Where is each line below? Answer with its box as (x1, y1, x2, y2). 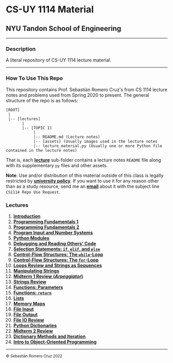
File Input (13, 306, 34, 312)
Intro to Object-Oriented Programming (13, 338, 97, 345)
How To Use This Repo (6, 75, 63, 82)
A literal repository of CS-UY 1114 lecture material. (6, 57, 111, 63)
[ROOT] (6, 107, 20, 113)
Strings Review (13, 279, 47, 285)
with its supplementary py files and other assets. (6, 162, 108, 168)
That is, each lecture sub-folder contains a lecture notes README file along (6, 157, 161, 163)
